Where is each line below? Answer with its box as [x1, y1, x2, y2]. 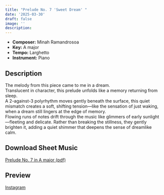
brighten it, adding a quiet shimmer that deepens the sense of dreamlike [5, 124, 152, 130]
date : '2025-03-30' [5, 12, 45, 17]
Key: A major [12, 44, 40, 50]
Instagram [5, 184, 26, 190]
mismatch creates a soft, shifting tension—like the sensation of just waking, [5, 103, 159, 109]
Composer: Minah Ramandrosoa [12, 39, 79, 45]
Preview [5, 171, 31, 180]
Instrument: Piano [12, 55, 50, 61]
